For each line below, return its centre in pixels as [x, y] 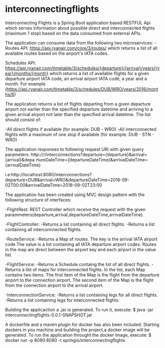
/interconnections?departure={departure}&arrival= [96, 155]
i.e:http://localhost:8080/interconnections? [49, 174]
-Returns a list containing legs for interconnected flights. [62, 300]
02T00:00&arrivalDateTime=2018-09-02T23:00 [54, 185]
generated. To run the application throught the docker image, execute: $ [78, 335]
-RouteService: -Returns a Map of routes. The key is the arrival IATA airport [81, 239]
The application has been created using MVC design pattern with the [75, 194]
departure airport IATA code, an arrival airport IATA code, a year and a [76, 78]
